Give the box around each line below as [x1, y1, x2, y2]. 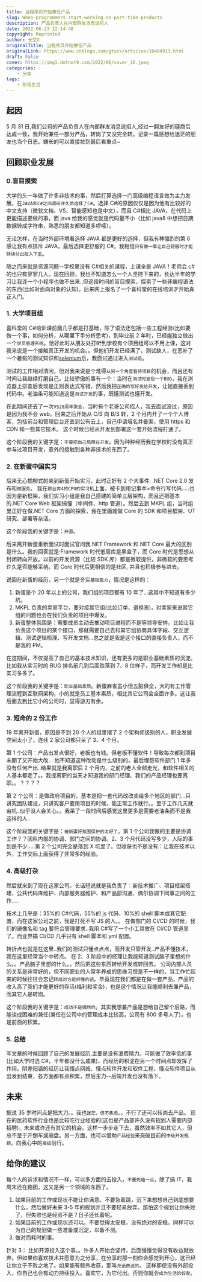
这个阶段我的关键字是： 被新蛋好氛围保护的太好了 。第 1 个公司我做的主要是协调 [6, 828, 192, 835]
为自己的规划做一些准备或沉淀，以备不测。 [14, 1226, 121, 1233]
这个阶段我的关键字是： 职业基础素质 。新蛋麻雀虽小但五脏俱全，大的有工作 [6, 683, 186, 690]
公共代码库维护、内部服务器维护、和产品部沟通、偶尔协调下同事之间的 [16, 889, 191, 896]
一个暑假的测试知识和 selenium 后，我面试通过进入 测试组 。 [6, 354, 147, 362]
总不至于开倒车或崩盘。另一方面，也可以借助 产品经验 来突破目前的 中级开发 [6, 1131, 185, 1138]
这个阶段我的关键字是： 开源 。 [6, 528, 79, 535]
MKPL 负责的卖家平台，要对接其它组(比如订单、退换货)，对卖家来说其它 [14, 604, 194, 611]
